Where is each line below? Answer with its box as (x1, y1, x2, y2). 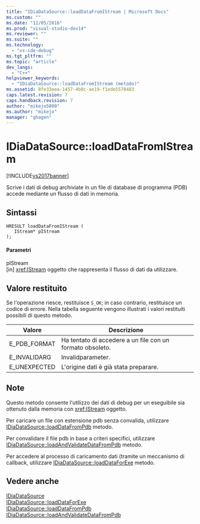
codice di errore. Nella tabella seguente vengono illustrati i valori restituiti (6, 306, 186, 313)
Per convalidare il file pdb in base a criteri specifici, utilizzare (6, 434, 155, 442)
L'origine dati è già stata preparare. (61, 363, 159, 371)
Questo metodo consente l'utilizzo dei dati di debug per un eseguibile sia (6, 399, 185, 406)
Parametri (6, 246, 32, 254)
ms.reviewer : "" (6, 31, 46, 37)
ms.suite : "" (6, 36, 39, 42)
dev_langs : (6, 64, 33, 70)
